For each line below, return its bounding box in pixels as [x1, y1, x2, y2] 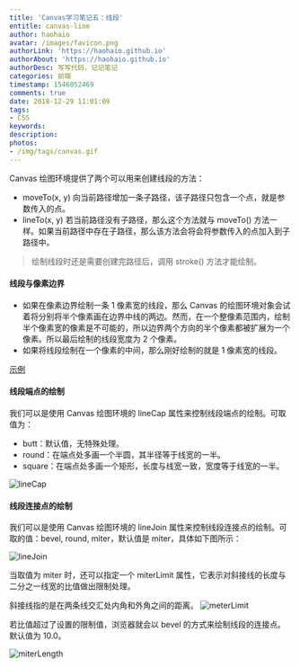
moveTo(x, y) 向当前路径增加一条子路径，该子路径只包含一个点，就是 [22, 191, 278, 202]
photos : [9, 138, 39, 147]
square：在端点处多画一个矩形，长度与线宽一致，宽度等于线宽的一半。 [22, 460, 285, 472]
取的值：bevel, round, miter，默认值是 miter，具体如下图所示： [9, 533, 243, 544]
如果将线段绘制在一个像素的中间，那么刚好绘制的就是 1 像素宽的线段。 [22, 344, 283, 355]
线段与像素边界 [9, 278, 65, 289]
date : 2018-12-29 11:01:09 [9, 96, 110, 106]
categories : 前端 [9, 72, 72, 81]
